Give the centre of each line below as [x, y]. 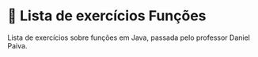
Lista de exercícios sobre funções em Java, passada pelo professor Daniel [129, 37]
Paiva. [17, 45]
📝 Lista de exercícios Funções [107, 16]
